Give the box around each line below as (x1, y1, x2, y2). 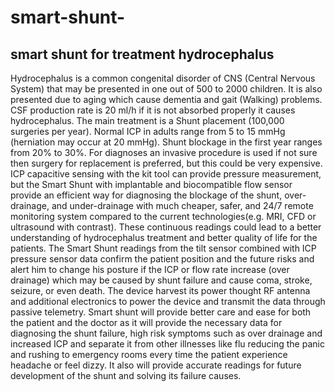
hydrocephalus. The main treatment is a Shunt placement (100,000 (10, 115, 285, 126)
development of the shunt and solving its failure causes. (10, 370, 242, 381)
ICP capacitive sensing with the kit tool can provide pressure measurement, (10, 168, 322, 180)
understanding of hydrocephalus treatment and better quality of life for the (10, 232, 318, 243)
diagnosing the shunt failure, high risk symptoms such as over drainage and (10, 327, 323, 339)
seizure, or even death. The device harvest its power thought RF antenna (10, 285, 311, 296)
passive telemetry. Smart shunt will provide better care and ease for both (10, 306, 312, 318)
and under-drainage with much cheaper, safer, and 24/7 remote (51, 200, 314, 211)
